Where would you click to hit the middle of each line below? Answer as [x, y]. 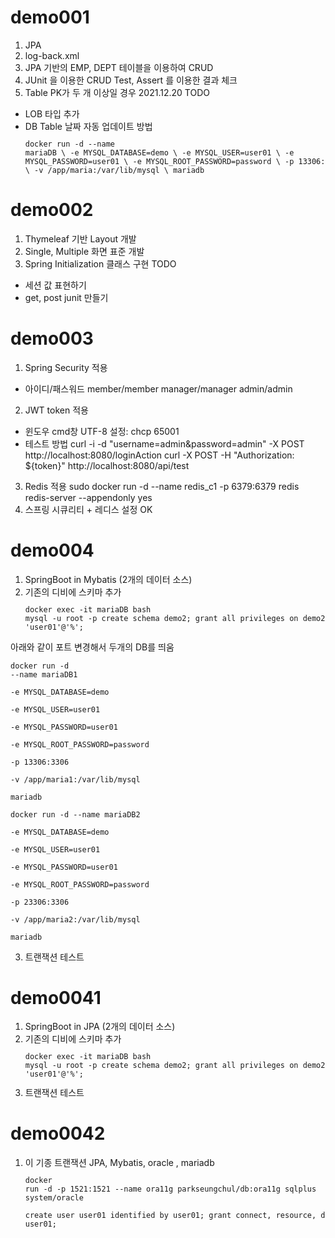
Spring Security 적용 [66, 367]
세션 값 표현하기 [55, 285]
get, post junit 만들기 [66, 297]
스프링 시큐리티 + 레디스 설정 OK [88, 509]
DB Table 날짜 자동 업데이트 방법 [88, 126]
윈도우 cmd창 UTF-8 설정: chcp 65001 [102, 431]
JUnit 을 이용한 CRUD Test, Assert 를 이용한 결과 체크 [131, 80]
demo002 [52, 210]
